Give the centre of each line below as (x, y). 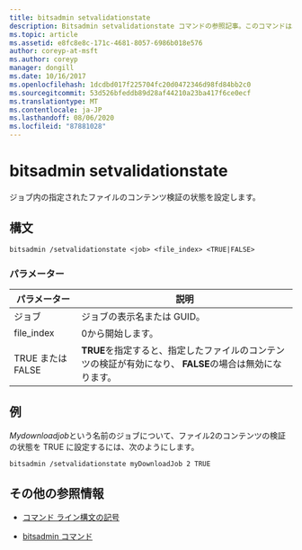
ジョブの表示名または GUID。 (142, 317)
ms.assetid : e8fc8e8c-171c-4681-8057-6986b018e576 (106, 43)
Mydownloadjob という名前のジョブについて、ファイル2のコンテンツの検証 (147, 435)
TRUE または (40, 358)
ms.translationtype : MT (54, 101)
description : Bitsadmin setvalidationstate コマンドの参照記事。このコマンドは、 (154, 26)
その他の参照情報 (57, 494)
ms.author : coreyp (44, 59)
